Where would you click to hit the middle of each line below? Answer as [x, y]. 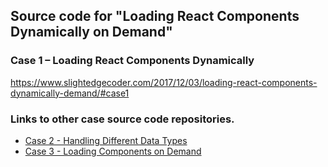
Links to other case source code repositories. [122, 119]
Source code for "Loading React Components [155, 16]
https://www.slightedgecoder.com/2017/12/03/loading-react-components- [164, 82]
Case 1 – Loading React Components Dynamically [132, 61]
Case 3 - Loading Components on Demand [113, 151]
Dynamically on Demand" [91, 32]
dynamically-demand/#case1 [70, 93]
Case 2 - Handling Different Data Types [106, 140]
